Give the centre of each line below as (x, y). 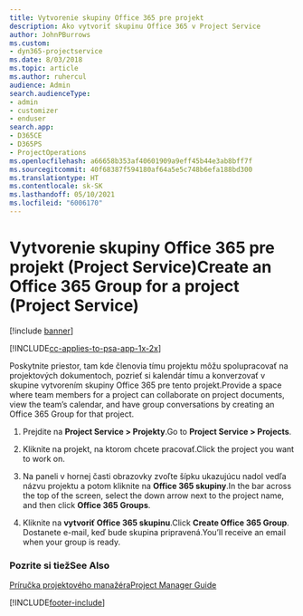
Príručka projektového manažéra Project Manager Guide (113, 585)
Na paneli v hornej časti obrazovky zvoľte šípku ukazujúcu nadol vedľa (154, 476)
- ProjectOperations (48, 152)
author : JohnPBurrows (50, 34)
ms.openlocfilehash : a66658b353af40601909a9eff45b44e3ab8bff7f (131, 161)
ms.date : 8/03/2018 (46, 60)
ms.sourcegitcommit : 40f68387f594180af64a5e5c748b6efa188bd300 (131, 169)
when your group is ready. (71, 542)
